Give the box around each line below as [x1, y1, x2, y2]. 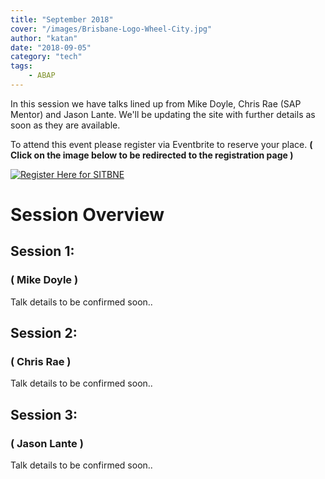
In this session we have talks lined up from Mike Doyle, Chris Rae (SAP [10, 97, 302, 110]
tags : [10, 61, 33, 71]
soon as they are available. [10, 119, 121, 131]
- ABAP [28, 71, 56, 81]
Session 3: [10, 406, 78, 423]
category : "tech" [10, 52, 83, 62]
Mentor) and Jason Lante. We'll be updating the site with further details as [10, 108, 316, 120]
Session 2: [10, 325, 78, 342]
